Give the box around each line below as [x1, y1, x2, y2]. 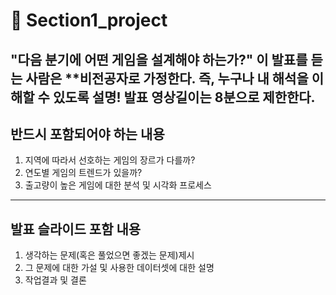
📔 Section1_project [10, 9, 168, 32]
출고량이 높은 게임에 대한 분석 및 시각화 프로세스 [24, 179, 212, 191]
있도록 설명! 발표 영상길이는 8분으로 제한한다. [52, 89, 316, 106]
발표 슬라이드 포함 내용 [10, 220, 142, 238]
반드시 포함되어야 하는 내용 [10, 125, 165, 143]
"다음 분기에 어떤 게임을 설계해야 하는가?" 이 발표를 [10, 51, 308, 68]
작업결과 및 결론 [24, 274, 87, 286]
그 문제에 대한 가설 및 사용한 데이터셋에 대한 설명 [24, 262, 215, 274]
